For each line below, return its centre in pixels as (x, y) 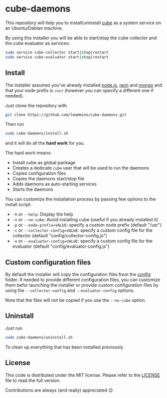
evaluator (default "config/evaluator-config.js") (61, 246)
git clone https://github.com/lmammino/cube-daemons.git (66, 115)
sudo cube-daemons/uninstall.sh (39, 337)
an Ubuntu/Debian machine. (34, 28)
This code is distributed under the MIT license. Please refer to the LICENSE (83, 375)
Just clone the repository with (36, 105)
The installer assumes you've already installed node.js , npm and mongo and (84, 85)
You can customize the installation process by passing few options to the (81, 199)
